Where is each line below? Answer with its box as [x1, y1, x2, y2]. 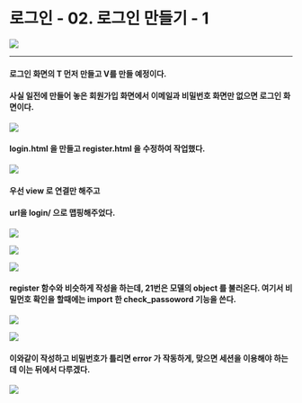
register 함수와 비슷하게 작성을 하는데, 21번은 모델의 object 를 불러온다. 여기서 [9, 282, 284, 293]
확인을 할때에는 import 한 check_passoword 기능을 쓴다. [32, 294, 236, 305]
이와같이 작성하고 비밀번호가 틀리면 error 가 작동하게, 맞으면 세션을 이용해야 [9, 353, 272, 363]
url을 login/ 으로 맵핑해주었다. [9, 208, 116, 219]
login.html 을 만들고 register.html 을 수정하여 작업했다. [9, 143, 206, 154]
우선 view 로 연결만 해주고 [9, 185, 101, 196]
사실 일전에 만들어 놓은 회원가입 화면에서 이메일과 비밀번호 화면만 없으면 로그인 [9, 91, 281, 102]
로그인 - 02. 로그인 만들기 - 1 [9, 8, 209, 29]
